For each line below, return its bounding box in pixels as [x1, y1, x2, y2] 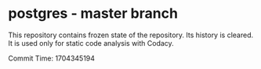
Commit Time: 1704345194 [8, 53, 96, 63]
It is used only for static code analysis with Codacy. [8, 38, 174, 47]
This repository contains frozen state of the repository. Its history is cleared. [8, 30, 253, 40]
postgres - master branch [8, 5, 179, 22]
